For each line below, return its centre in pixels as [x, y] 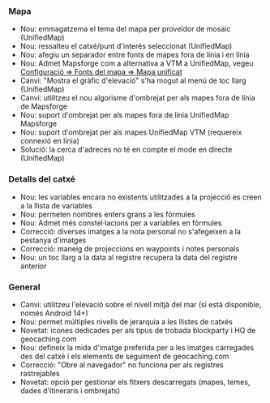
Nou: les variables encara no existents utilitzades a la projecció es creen [141, 197]
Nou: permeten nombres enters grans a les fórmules [108, 214]
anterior [33, 266]
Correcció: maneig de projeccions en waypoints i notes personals [130, 248]
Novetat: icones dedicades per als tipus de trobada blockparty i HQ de [138, 330]
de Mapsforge [43, 106]
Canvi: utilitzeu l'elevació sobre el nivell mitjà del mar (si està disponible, [141, 304]
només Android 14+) [54, 313]
